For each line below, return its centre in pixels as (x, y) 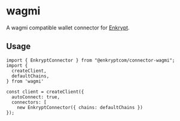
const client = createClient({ (45, 92)
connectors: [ (29, 102)
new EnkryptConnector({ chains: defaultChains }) (80, 107)
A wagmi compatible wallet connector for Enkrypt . (68, 28)
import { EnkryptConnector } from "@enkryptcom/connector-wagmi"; (91, 60)
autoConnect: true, (36, 97)
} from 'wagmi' (25, 81)
